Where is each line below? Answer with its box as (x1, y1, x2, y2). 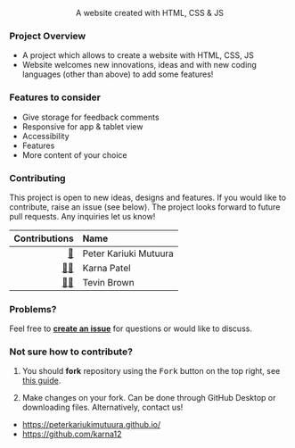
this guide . (21, 375, 61, 386)
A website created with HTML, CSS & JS (75, 8, 225, 18)
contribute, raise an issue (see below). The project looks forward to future (9, 201, 281, 212)
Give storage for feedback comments (21, 112, 160, 122)
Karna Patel (82, 261, 131, 274)
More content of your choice (21, 149, 127, 160)
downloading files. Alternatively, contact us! (21, 402, 184, 413)
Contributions (13, 232, 74, 245)
